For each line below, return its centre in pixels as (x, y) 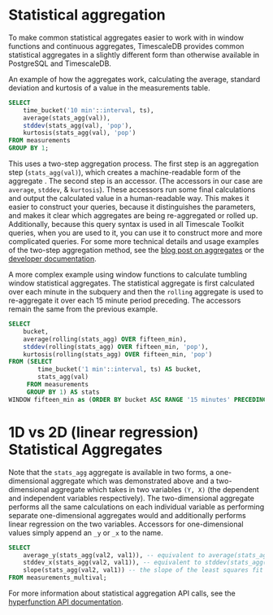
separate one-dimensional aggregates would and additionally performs (127, 515)
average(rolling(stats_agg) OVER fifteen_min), (105, 339)
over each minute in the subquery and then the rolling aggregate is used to (136, 292)
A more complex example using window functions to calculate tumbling (128, 275)
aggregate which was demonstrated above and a (133, 481)
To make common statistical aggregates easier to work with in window (126, 37)
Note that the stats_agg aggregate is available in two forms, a (111, 472)
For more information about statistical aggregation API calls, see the (122, 593)
